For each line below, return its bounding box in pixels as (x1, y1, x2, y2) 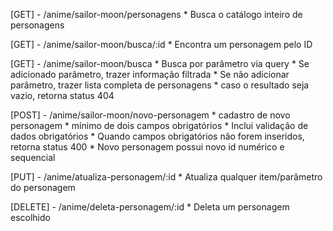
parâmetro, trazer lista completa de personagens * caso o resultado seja (10, 79, 310, 91)
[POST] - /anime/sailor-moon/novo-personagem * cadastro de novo (10, 109, 291, 121)
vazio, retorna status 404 (10, 90, 115, 101)
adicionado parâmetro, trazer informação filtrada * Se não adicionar (10, 69, 290, 80)
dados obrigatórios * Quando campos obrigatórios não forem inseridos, (10, 130, 305, 142)
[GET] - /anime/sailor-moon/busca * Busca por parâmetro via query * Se (10, 58, 310, 69)
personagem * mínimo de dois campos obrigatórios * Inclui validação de (10, 120, 309, 131)
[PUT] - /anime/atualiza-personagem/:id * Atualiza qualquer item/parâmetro (10, 171, 323, 183)
